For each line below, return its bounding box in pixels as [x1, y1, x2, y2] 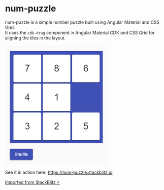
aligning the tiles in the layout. [5, 35, 66, 41]
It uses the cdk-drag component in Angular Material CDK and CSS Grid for [5, 30, 155, 35]
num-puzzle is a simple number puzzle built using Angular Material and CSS [5, 19, 160, 25]
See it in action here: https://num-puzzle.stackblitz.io [5, 169, 113, 175]
